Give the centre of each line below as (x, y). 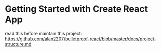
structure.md (18, 44)
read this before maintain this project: (44, 33)
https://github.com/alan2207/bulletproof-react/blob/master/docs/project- (80, 39)
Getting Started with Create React (77, 9)
